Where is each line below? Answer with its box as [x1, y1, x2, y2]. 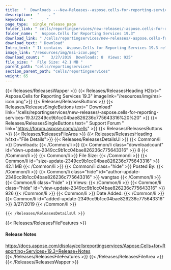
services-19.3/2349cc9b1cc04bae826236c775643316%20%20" [5, 114, 141, 121]
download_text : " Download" [5, 41, 65, 46]
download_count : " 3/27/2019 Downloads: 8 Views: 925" [5, 54, 133, 60]
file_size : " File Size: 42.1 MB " [5, 59, 83, 65]
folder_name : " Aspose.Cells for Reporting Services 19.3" [5, 31, 136, 36]
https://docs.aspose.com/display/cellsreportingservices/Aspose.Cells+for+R [5, 243, 165, 249]
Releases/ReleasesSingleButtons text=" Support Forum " [5, 120, 124, 126]
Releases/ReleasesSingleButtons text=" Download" [5, 104, 113, 110]
